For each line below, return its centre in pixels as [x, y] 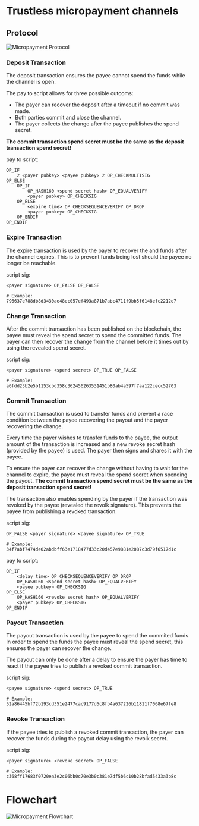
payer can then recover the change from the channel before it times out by [97, 341]
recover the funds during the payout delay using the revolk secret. [87, 738]
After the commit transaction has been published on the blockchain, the [94, 329]
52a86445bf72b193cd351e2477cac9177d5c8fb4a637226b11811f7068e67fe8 [91, 704]
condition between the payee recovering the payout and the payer [87, 420]
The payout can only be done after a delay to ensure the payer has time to [97, 660]
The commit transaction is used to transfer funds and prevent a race [90, 414]
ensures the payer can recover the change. [59, 648]
